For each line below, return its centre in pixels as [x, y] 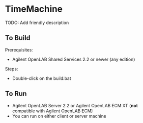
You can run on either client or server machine [59, 116]
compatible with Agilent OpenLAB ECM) [53, 111]
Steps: [12, 69]
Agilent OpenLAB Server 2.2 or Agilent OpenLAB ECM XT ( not [75, 105]
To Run [16, 94]
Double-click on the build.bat [42, 78]
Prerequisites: [19, 49]
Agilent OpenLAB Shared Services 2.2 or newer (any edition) [73, 59]
